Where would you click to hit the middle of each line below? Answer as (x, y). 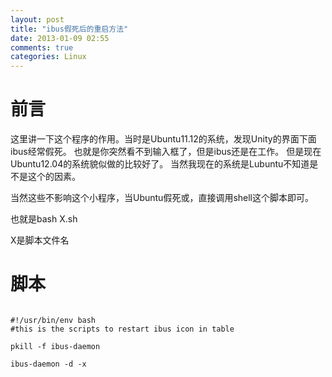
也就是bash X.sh (44, 219)
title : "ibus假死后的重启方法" (69, 29)
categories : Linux (48, 57)
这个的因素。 (54, 177)
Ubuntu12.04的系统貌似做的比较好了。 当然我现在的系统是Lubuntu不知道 (160, 164)
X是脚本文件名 (40, 240)
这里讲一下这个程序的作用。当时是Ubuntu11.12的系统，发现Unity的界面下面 (163, 139)
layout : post (37, 19)
